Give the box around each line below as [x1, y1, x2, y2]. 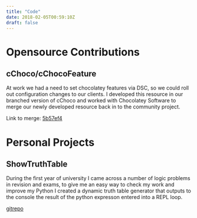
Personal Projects [6, 136, 95, 149]
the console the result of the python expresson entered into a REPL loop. [6, 194, 183, 201]
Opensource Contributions [6, 45, 140, 59]
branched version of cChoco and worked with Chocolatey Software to [6, 97, 176, 104]
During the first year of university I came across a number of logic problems [6, 175, 191, 182]
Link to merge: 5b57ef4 [6, 115, 63, 122]
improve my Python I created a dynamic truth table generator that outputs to [6, 187, 192, 194]
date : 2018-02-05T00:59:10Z [6, 14, 75, 20]
